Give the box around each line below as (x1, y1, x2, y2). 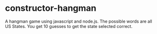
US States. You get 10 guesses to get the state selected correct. (5, 23, 133, 29)
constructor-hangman (5, 3, 96, 14)
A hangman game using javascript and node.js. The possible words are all (5, 18, 153, 24)
